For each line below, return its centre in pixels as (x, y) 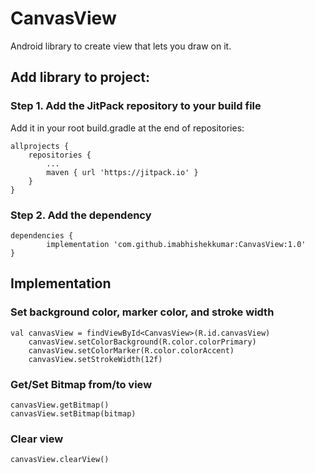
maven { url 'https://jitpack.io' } (122, 172)
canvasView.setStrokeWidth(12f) (95, 359)
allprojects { (40, 146)
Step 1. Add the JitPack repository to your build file (136, 106)
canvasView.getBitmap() (60, 405)
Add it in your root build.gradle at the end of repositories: (127, 128)
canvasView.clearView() (60, 460)
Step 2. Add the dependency (81, 215)
